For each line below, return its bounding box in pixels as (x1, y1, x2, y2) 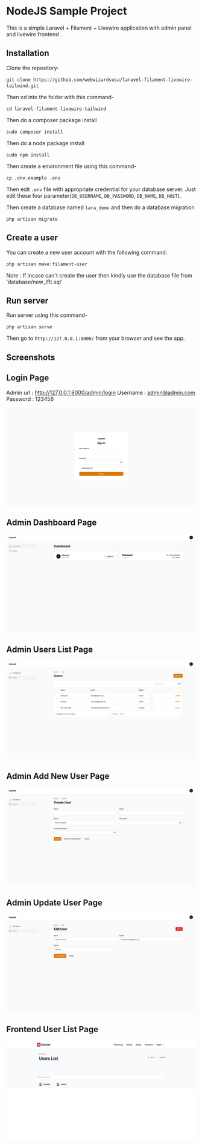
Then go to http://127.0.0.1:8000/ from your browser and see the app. (6, 334, 185, 342)
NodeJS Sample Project (6, 4, 127, 18)
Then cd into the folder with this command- (6, 93, 115, 100)
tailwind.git (6, 83, 39, 89)
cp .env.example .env (6, 175, 61, 181)
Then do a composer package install (6, 116, 97, 123)
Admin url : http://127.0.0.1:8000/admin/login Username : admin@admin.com (6, 389, 196, 396)
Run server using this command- (6, 311, 87, 319)
